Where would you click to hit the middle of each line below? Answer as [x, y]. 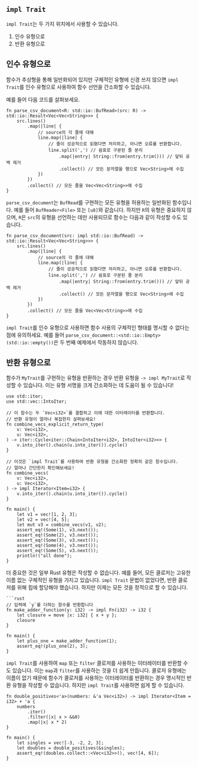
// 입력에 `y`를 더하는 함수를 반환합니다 [49, 605]
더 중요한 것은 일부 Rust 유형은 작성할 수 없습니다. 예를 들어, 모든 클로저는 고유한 [98, 573]
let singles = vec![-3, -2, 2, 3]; [60, 743]
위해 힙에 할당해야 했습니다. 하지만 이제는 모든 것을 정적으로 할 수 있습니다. [103, 588]
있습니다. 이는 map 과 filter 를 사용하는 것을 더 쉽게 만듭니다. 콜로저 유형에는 [99, 671]
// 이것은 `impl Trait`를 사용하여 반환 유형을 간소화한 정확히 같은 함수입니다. [92, 462]
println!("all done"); [44, 556]
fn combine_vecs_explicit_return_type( [55, 425]
